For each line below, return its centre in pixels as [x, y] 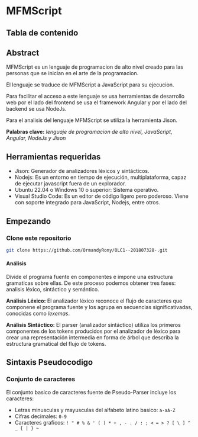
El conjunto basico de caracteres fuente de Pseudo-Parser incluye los [91, 392]
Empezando [29, 221]
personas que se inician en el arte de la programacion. [72, 73]
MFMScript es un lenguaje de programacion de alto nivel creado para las [95, 67]
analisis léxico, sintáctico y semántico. [53, 289]
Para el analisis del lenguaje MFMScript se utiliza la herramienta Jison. [92, 120]
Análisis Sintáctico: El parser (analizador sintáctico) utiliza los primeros [94, 324]
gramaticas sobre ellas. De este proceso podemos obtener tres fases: [91, 283]
